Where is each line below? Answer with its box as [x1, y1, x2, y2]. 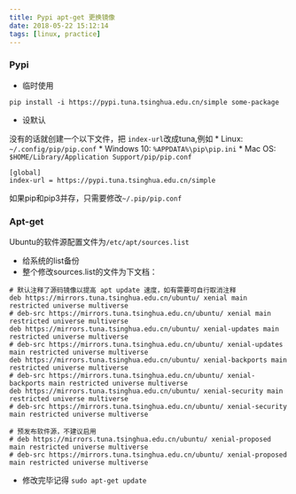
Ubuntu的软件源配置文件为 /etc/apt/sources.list [9, 236, 190, 247]
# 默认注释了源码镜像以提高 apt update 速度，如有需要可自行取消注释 [9, 286, 237, 294]
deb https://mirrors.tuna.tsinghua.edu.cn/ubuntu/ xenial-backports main [9, 356, 288, 365]
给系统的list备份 [21, 255, 80, 266]
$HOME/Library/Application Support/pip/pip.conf [9, 153, 192, 161]
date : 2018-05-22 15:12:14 [9, 21, 109, 30]
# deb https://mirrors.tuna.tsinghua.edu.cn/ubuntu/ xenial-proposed [9, 435, 272, 443]
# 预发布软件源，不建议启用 [9, 427, 97, 435]
